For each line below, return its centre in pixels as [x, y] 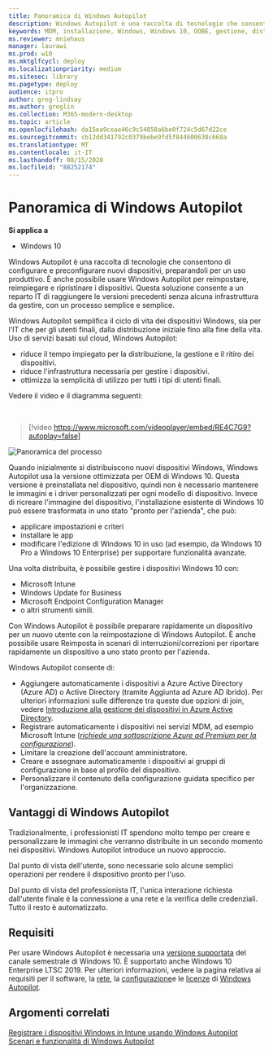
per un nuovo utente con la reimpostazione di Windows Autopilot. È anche [132, 635]
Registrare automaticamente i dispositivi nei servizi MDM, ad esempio [137, 727]
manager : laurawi [38, 46]
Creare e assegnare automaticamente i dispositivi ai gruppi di [123, 762]
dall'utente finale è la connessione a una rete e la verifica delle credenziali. [133, 898]
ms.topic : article [39, 122]
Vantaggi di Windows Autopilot [89, 812]
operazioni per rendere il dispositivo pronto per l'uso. [97, 874]
